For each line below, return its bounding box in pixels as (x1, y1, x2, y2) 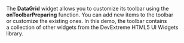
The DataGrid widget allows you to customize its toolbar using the (6, 5, 169, 12)
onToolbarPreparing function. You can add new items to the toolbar (6, 11, 174, 18)
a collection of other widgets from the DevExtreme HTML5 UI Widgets (6, 24, 179, 31)
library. (6, 30, 24, 37)
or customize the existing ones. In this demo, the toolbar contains (6, 18, 167, 24)
